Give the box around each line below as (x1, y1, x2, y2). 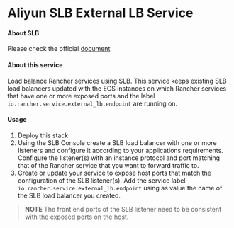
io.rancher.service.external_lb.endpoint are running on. (7, 99, 178, 108)
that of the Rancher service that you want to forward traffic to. (17, 161, 200, 169)
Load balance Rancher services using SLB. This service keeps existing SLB (7, 76, 227, 85)
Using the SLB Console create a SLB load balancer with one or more (17, 138, 218, 147)
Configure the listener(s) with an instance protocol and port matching (17, 154, 221, 162)
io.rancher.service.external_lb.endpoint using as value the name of (17, 183, 223, 192)
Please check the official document (7, 45, 111, 53)
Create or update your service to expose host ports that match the (17, 169, 211, 177)
